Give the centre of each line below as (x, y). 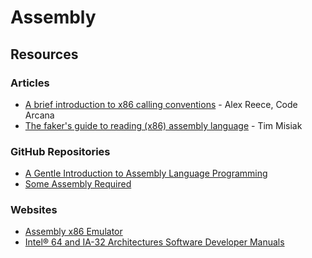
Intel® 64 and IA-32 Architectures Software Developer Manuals (154, 242)
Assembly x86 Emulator (73, 232)
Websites (34, 210)
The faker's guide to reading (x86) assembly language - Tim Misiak (163, 125)
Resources (44, 54)
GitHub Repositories (60, 151)
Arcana (39, 115)
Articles (30, 83)
